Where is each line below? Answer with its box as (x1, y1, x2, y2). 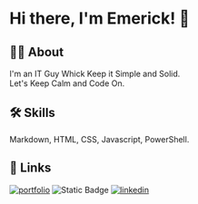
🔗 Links (9, 160, 52, 176)
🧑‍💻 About (9, 44, 64, 60)
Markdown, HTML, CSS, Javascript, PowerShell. (9, 133, 190, 144)
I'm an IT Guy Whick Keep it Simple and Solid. (9, 68, 181, 79)
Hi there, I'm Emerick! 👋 (9, 8, 191, 29)
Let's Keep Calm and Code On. (9, 78, 125, 89)
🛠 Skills (9, 105, 56, 121)
